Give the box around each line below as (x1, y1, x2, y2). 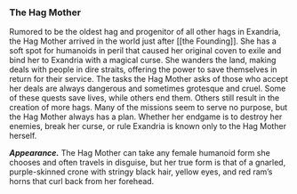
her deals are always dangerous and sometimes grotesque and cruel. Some (9, 83, 286, 94)
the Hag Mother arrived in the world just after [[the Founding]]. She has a (9, 36, 277, 46)
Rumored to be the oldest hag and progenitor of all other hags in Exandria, (9, 27, 282, 37)
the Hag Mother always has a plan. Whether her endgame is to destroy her (9, 111, 283, 122)
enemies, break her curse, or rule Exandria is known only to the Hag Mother (9, 121, 287, 132)
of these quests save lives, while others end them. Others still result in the (9, 93, 280, 103)
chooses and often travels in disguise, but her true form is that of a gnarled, (9, 158, 286, 168)
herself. (9, 131, 37, 141)
